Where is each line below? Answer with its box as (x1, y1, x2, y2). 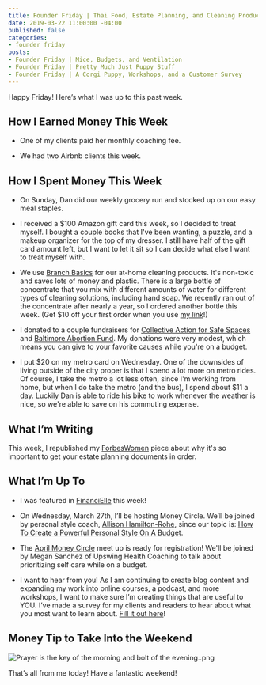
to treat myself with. (19, 252, 85, 262)
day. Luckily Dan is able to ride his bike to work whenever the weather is (19, 391, 256, 400)
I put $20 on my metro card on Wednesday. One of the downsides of (19, 358, 244, 367)
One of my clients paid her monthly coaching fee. (19, 136, 181, 146)
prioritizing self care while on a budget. (19, 559, 148, 570)
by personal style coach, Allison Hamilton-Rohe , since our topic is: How (19, 519, 253, 528)
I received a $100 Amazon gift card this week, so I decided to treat (19, 219, 236, 229)
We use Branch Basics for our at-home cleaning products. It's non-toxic (19, 268, 255, 278)
